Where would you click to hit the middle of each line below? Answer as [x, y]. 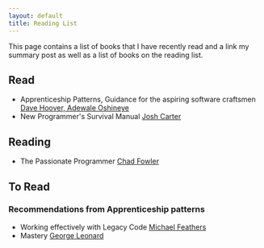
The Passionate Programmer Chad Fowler [90, 161]
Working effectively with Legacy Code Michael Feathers [113, 227]
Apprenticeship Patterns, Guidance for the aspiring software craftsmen [138, 99]
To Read [29, 186]
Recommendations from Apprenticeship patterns [107, 209]
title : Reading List [43, 23]
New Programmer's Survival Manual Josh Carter [101, 117]
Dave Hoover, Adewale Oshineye [74, 108]
